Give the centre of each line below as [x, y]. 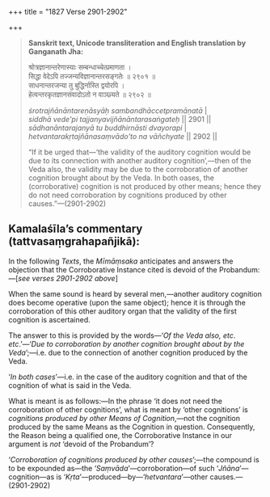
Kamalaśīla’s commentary [76, 229]
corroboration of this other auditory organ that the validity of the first [122, 311]
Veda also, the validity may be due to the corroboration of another [138, 169]
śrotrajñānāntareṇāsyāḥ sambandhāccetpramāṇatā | [118, 111]
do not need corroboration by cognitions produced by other [128, 195]
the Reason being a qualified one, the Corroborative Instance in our [120, 435]
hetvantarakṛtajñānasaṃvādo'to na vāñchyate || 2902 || [123, 136]
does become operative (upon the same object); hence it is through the [127, 302]
